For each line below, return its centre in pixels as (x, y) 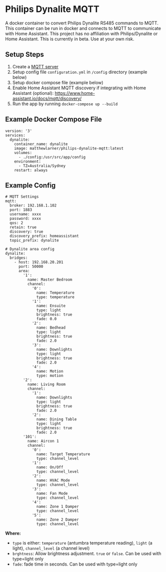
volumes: (23, 153)
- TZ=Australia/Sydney (42, 166)
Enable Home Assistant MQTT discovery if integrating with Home (79, 88)
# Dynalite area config (30, 249)
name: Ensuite (51, 306)
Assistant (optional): (33, 93)
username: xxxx (25, 214)
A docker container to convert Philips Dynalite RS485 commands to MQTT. (82, 23)
